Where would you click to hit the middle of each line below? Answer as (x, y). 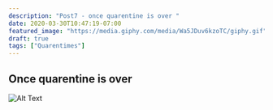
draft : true (28, 38)
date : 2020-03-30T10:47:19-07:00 (65, 23)
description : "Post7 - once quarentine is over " (94, 16)
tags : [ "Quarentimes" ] (47, 46)
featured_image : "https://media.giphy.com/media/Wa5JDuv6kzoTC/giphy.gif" (138, 31)
